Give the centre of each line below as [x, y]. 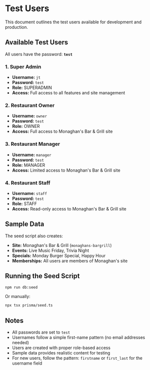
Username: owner [30, 116]
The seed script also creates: [34, 236]
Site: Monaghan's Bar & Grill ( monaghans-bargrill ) [62, 245]
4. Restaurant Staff [28, 183]
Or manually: [18, 297]
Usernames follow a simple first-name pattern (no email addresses [78, 337]
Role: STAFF [24, 203]
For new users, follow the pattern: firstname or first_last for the [77, 358]
